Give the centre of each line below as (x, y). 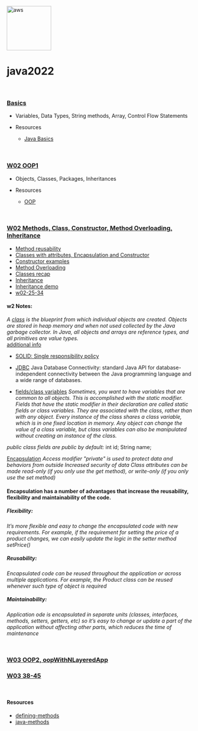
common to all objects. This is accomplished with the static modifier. (99, 398)
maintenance (23, 633)
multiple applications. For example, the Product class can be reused (90, 579)
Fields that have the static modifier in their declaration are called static (102, 404)
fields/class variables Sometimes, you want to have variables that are (100, 392)
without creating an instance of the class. (66, 436)
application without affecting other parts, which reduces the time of (89, 627)
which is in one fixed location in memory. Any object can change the (99, 423)
